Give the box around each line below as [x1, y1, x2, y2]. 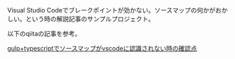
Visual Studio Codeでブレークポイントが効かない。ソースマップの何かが [7, 6, 216, 14]
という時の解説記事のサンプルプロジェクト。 [25, 15, 155, 23]
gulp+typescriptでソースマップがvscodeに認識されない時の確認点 [7, 44, 198, 52]
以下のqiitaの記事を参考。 [7, 30, 81, 37]
